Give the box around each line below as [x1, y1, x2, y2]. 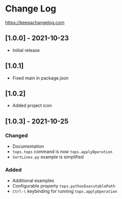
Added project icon [12, 103, 52, 109]
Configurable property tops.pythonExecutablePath [12, 183, 116, 189]
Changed [5, 132, 28, 139]
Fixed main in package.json [12, 75, 69, 81]
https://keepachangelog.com [5, 19, 65, 25]
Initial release [12, 47, 40, 53]
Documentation [12, 143, 44, 150]
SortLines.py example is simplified [12, 154, 84, 160]
